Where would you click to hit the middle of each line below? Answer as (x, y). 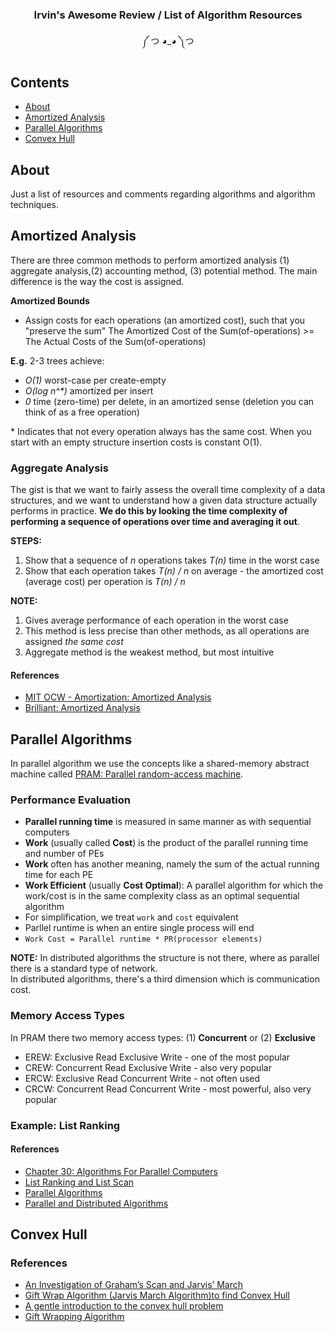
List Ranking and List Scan (79, 1182)
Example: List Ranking (65, 1125)
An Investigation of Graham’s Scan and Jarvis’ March (133, 1285)
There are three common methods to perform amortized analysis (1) (150, 260)
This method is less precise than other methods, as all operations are (167, 631)
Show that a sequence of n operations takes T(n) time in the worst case (172, 560)
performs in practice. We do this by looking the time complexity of (149, 511)
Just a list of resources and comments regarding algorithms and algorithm (163, 194)
